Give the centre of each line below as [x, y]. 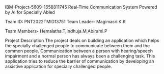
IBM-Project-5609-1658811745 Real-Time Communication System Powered [81, 7]
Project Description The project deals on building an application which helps [82, 40]
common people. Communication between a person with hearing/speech [79, 51]
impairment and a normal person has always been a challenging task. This [80, 56]
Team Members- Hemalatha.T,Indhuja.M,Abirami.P [56, 31]
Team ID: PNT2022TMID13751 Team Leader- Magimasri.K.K [66, 22]
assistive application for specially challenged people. [58, 66]
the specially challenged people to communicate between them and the [78, 46]
